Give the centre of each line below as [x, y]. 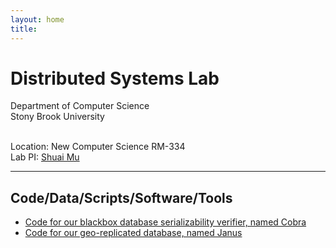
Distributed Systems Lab [115, 78]
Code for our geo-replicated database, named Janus [133, 233]
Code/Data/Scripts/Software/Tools [121, 197]
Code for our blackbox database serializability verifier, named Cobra [165, 222]
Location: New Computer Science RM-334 [98, 147]
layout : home [37, 19]
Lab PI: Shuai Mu [45, 157]
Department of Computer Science [80, 106]
